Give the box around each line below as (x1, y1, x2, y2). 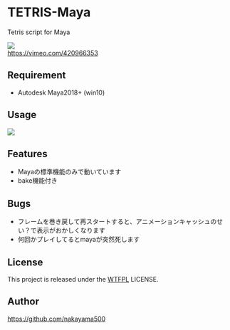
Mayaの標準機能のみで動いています (17, 168, 122, 176)
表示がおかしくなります (36, 226, 105, 235)
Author (7, 296, 39, 308)
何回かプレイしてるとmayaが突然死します (17, 235, 140, 244)
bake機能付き (17, 176, 58, 185)
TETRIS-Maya (7, 4, 91, 21)
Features (7, 147, 48, 160)
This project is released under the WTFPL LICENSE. (7, 275, 159, 283)
